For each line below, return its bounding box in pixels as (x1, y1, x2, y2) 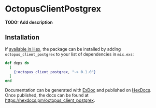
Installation (5, 33, 40, 41)
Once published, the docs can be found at (5, 93, 89, 98)
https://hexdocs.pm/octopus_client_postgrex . (5, 97, 95, 103)
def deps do (5, 60, 29, 66)
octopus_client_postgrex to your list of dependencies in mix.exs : (5, 51, 134, 57)
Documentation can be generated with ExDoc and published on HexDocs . (5, 87, 152, 93)
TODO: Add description (5, 19, 53, 25)
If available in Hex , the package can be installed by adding (5, 46, 121, 52)
